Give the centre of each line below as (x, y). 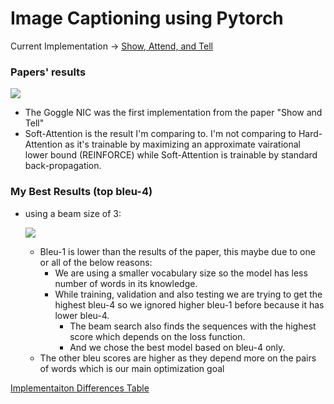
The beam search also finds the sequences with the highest (193, 326)
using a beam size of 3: (73, 213)
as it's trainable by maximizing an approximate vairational (182, 144)
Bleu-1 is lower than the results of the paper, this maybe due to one (177, 251)
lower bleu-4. (82, 315)
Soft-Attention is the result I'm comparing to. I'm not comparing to (160, 134)
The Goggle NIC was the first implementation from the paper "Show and (173, 113)
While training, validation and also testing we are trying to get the (188, 294)
